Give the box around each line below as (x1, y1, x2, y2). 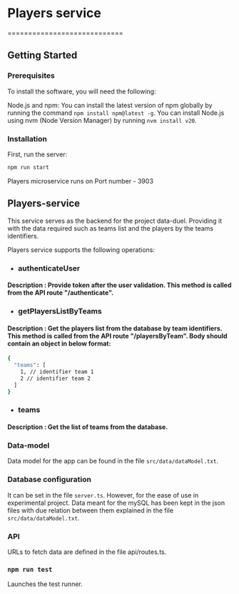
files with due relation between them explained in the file (7, 505, 173, 515)
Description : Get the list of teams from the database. (7, 423, 168, 431)
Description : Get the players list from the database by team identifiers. (7, 323, 223, 333)
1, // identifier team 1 (20, 368, 94, 376)
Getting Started (7, 49, 78, 61)
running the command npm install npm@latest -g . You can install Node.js (7, 109, 225, 117)
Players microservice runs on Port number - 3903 (7, 176, 153, 185)
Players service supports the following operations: (7, 245, 156, 254)
